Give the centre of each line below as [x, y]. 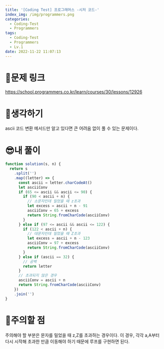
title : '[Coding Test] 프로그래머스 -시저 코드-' [52, 10]
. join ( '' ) [24, 294]
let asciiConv [33, 187]
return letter [38, 266]
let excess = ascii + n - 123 [59, 238]
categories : [17, 19]
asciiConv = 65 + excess [53, 211]
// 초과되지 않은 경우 [38, 276]
